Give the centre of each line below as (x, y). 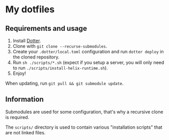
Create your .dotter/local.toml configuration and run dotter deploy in (88, 52)
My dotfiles (30, 9)
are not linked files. (25, 132)
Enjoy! (19, 73)
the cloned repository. (36, 57)
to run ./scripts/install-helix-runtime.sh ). (60, 68)
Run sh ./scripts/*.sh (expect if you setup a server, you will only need (88, 62)
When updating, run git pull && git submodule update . (64, 83)
